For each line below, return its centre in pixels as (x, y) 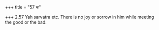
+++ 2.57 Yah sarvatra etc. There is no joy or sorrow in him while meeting (79, 17)
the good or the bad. (26, 22)
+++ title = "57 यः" (23, 7)
